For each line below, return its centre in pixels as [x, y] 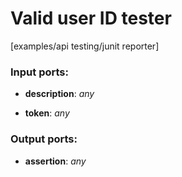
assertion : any [55, 161]
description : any [59, 94]
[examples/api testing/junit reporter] [85, 46]
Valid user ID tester [91, 18]
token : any [47, 113]
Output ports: [44, 139]
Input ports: [39, 72]
